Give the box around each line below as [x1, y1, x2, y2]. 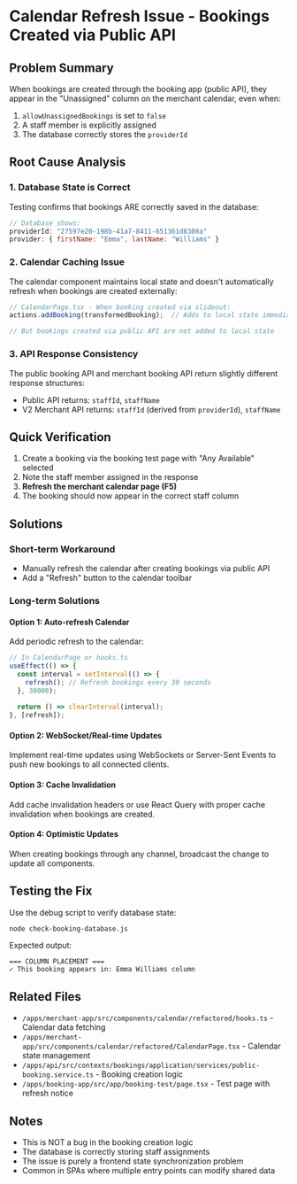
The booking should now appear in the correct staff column [21, 491, 240, 501]
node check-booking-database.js [9, 924, 128, 933]
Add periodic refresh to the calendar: [9, 636, 144, 647]
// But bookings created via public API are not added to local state [9, 327, 275, 336]
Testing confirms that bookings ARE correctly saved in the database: [9, 201, 259, 212]
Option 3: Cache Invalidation [9, 779, 117, 790]
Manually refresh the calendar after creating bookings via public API [21, 563, 270, 574]
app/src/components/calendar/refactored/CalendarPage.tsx [21, 1042, 240, 1051]
